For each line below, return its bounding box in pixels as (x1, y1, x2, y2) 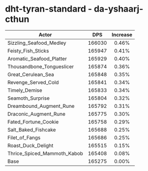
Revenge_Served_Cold (7, 79, 59, 85)
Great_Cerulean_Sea (7, 71, 55, 78)
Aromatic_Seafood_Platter (7, 55, 67, 62)
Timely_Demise (7, 86, 42, 93)
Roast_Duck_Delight (7, 142, 54, 149)
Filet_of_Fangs (7, 134, 40, 141)
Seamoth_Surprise (7, 95, 50, 102)
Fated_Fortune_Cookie (7, 118, 59, 125)
